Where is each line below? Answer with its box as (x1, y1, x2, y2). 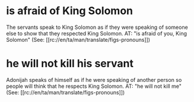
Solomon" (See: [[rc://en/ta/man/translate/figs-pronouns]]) (6, 36, 150, 43)
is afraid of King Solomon (6, 4, 133, 18)
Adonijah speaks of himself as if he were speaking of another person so (6, 76, 182, 83)
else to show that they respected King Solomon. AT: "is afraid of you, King (6, 29, 187, 37)
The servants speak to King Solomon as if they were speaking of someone (6, 24, 188, 31)
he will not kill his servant (6, 57, 134, 70)
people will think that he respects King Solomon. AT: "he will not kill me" (6, 83, 182, 90)
